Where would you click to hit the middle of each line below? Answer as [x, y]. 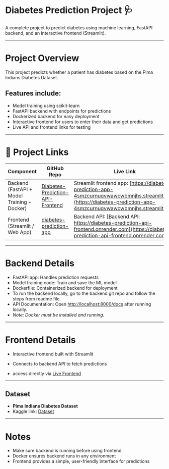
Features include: [33, 94]
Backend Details [40, 263]
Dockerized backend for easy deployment [56, 116]
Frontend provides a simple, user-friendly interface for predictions [81, 461]
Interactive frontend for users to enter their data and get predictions [83, 122]
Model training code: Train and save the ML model [65, 282]
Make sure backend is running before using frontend [67, 451]
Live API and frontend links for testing [52, 127]
